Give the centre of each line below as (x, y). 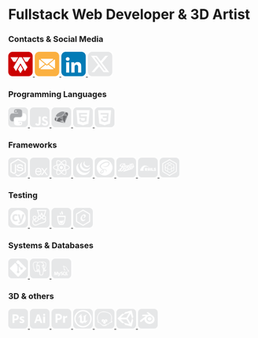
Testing (23, 195)
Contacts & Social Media (56, 39)
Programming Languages (58, 95)
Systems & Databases (51, 246)
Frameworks (33, 145)
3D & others (31, 295)
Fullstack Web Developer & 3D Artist (129, 15)
